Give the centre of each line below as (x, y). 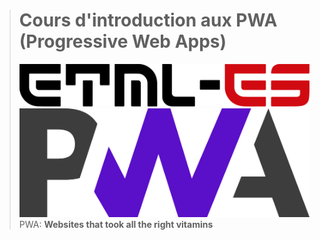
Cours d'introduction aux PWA (148, 20)
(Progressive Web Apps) (122, 41)
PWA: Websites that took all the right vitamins (116, 225)
